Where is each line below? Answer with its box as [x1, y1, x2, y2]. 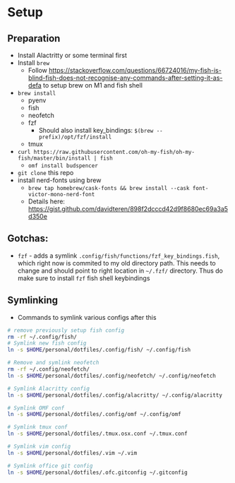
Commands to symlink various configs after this [17, 313, 157, 321]
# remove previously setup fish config [7, 326, 125, 334]
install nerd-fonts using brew [17, 176, 102, 184]
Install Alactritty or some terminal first [17, 51, 127, 59]
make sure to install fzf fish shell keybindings [17, 273, 150, 282]
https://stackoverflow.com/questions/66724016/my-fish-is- [49, 66, 222, 74]
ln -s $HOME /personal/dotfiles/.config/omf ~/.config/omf [7, 411, 181, 418]
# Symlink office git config [7, 462, 93, 470]
